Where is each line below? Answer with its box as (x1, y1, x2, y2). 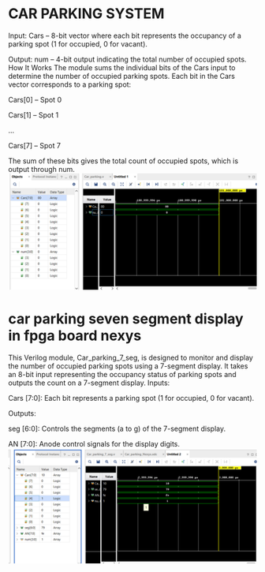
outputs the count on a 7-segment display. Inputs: (8, 378, 170, 387)
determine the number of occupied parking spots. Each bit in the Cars (8, 71, 235, 80)
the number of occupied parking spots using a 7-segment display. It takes (8, 361, 248, 371)
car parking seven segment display (8, 310, 244, 328)
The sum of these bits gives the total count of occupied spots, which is (8, 155, 239, 166)
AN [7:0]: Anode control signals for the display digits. (8, 439, 180, 449)
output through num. (8, 164, 75, 174)
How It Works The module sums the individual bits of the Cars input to (8, 62, 236, 72)
